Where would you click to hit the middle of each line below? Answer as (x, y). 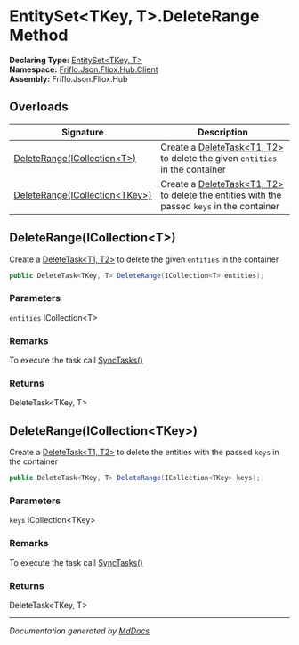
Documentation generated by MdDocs (79, 631)
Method (39, 35)
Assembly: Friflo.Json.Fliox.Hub (69, 78)
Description (223, 132)
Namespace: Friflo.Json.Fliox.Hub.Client (84, 69)
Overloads (39, 107)
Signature (83, 132)
